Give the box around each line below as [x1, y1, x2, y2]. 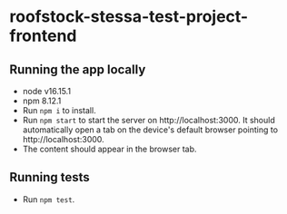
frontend [9, 25, 77, 46]
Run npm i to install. [22, 105, 97, 115]
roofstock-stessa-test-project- [9, 6, 249, 27]
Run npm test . [22, 193, 75, 205]
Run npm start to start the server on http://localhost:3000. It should [22, 115, 275, 125]
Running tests [9, 170, 91, 185]
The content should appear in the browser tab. [22, 143, 197, 154]
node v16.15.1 [22, 86, 71, 96]
